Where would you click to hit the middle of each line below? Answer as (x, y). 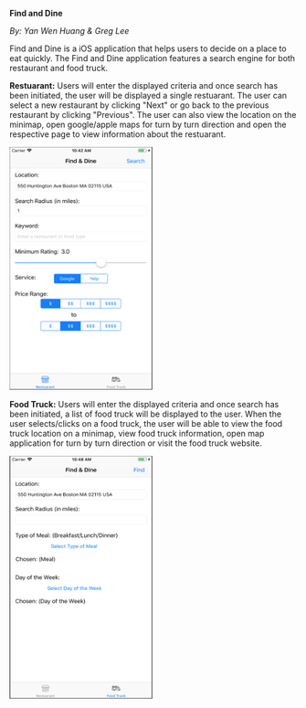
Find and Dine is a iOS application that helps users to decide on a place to (148, 48)
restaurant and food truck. (58, 68)
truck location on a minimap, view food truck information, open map (137, 433)
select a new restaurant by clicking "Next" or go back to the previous (139, 105)
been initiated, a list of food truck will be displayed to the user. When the (145, 414)
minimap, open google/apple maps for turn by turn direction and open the (148, 124)
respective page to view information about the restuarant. (118, 134)
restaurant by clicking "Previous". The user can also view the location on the (153, 115)
